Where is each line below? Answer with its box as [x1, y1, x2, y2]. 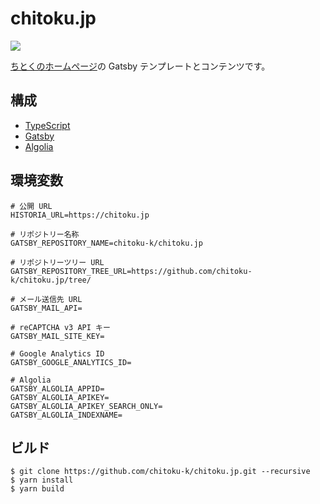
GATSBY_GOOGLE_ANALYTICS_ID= [10, 357, 132, 367]
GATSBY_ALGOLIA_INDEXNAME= [10, 410, 123, 420]
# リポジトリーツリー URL [10, 257, 105, 267]
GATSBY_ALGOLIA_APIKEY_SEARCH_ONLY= [10, 401, 163, 411]
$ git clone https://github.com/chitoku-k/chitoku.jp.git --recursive [10, 467, 311, 477]
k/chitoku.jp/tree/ [10, 275, 92, 285]
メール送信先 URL [19, 294, 83, 304]
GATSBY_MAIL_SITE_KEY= [10, 331, 105, 341]
